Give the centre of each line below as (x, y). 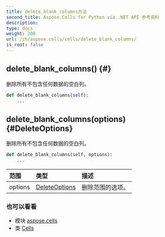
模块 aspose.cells (36, 221)
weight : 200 (21, 34)
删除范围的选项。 (105, 187)
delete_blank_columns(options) (66, 119)
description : (22, 23)
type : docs (20, 28)
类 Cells (24, 228)
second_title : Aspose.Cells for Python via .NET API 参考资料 (83, 17)
